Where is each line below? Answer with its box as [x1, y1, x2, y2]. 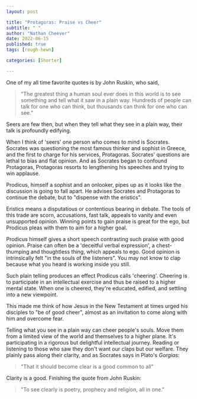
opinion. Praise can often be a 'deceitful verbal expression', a [6, 242, 155, 249]
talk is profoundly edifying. [6, 126, 72, 134]
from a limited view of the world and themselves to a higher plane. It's [6, 332, 176, 340]
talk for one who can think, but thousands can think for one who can [20, 103, 188, 110]
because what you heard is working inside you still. [6, 261, 131, 268]
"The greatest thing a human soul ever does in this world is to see [20, 90, 181, 98]
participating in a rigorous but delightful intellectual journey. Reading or [6, 339, 179, 346]
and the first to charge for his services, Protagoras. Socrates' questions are [6, 151, 190, 158]
